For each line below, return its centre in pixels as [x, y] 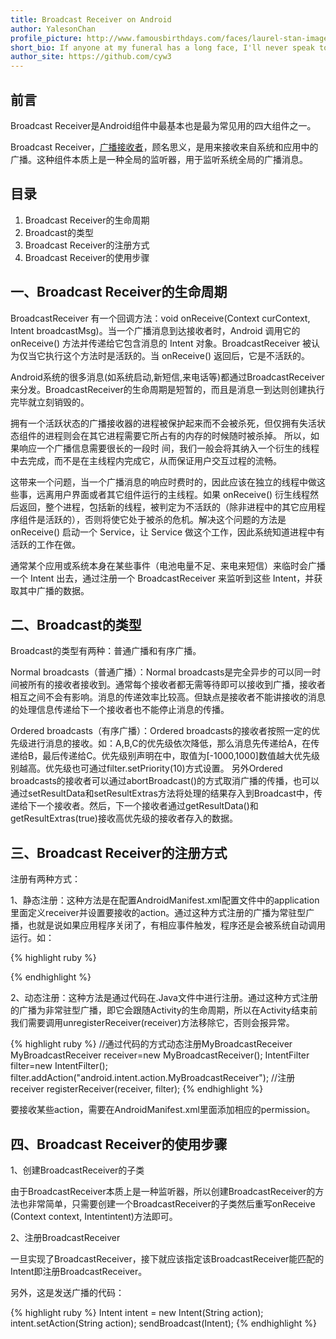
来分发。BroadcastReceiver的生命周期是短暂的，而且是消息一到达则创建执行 [167, 389]
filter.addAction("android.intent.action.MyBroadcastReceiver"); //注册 [153, 1078]
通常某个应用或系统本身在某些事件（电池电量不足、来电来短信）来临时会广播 [168, 565]
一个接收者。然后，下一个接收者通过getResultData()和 [147, 806]
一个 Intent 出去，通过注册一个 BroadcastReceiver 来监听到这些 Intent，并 [162, 578]
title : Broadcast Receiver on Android [91, 19]
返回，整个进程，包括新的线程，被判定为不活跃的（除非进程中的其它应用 [167, 507]
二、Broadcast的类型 [76, 624]
